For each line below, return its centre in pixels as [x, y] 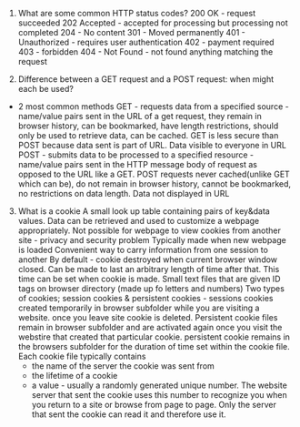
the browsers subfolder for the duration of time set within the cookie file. [154, 346]
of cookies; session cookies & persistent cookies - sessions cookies [145, 298]
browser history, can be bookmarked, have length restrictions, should [148, 126]
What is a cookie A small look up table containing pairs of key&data [144, 211]
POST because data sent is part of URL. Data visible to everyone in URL [152, 145]
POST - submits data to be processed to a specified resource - [136, 155]
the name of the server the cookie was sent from [123, 366]
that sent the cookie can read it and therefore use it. [129, 414]
